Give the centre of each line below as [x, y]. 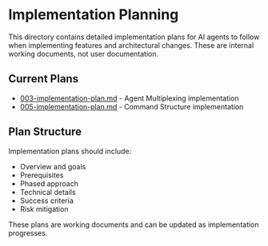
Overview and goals [53, 166]
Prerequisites [42, 175]
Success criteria [46, 200]
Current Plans [43, 79]
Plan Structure [45, 132]
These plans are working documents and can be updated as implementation [134, 224]
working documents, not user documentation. [84, 54]
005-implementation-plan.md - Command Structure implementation [132, 106]
